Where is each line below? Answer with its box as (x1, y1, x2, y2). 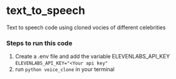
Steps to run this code (6, 39, 73, 47)
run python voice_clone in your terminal (15, 66, 115, 73)
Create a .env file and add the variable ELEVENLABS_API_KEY (15, 53, 170, 60)
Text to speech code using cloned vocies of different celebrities (6, 24, 166, 31)
